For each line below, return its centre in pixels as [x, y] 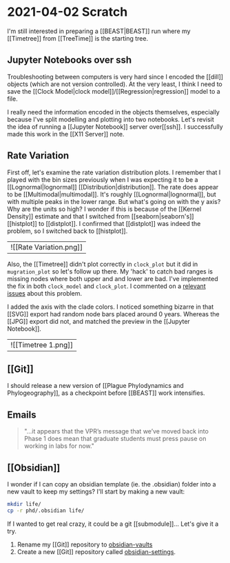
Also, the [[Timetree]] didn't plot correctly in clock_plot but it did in [103, 264]
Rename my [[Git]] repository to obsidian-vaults [85, 544]
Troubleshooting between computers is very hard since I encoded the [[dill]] [115, 76]
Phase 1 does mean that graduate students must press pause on [115, 439]
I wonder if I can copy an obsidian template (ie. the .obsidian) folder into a [112, 484]
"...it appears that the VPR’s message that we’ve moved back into [116, 431]
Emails [22, 414]
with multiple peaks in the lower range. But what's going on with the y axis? [114, 201]
